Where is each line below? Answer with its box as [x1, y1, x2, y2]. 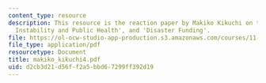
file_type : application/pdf [8, 41, 101, 49]
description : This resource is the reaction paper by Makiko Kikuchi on [8, 19, 253, 27]
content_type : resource [8, 11, 87, 20]
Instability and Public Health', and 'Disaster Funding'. [15, 26, 211, 34]
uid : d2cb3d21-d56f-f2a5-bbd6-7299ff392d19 [8, 63, 154, 71]
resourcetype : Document [8, 48, 87, 56]
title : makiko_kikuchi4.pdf [8, 56, 101, 64]
